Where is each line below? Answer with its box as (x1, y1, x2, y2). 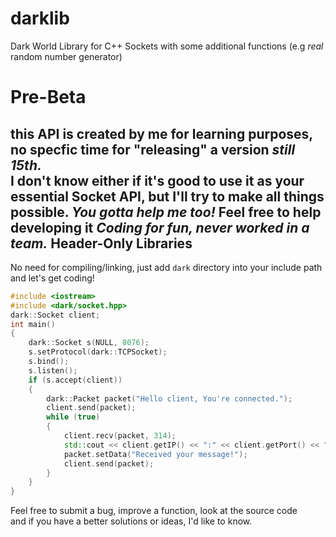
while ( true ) (46, 412, 101, 422)
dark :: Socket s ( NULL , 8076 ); (28, 338, 150, 348)
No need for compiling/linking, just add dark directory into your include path (10, 261, 323, 273)
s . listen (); (28, 365, 78, 376)
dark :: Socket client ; (10, 310, 101, 320)
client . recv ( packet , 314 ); (63, 431, 177, 441)
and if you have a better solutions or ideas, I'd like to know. (10, 515, 253, 527)
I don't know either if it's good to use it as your (10, 172, 305, 189)
